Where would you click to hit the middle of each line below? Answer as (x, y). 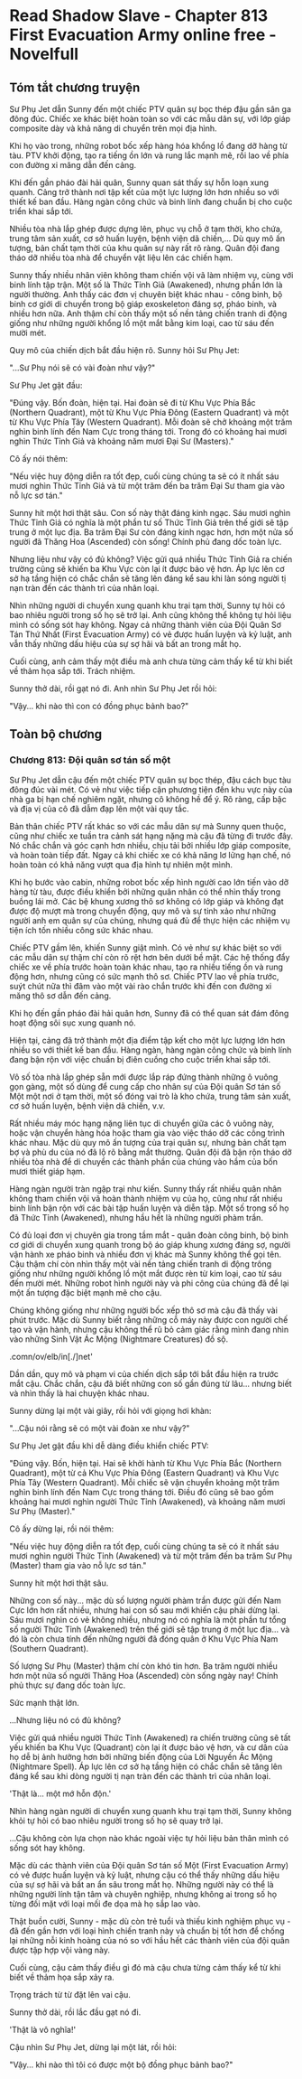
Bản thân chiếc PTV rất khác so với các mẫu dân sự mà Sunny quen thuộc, (148, 826)
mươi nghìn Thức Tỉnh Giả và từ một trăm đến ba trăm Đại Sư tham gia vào (147, 486)
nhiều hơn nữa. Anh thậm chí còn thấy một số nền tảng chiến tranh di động (148, 314)
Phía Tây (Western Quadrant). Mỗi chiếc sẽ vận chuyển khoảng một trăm (144, 1482)
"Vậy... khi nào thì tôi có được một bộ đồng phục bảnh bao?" (121, 2065)
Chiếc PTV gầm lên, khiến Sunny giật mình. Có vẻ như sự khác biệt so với (146, 947)
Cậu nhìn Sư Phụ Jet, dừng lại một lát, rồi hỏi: (93, 2046)
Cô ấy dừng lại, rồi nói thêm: (62, 1529)
